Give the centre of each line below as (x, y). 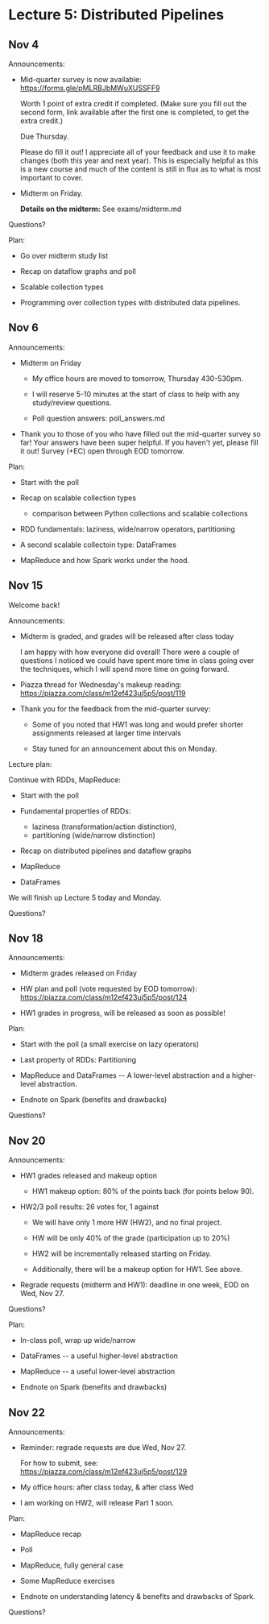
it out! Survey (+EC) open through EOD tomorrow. (102, 451)
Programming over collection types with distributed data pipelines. (130, 302)
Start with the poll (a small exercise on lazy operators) (110, 1044)
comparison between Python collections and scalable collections (140, 513)
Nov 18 (26, 939)
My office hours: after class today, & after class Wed (107, 1487)
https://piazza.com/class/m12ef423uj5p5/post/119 (103, 693)
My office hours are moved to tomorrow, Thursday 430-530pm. (138, 378)
